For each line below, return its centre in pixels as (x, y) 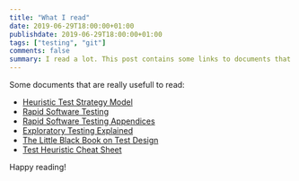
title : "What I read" (50, 17)
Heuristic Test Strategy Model (77, 102)
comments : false (40, 51)
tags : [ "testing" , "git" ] (57, 43)
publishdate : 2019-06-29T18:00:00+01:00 (86, 34)
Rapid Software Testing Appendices (88, 121)
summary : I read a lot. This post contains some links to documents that (150, 59)
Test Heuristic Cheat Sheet (72, 150)
